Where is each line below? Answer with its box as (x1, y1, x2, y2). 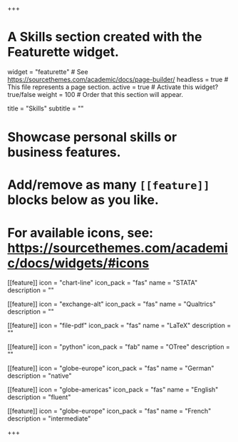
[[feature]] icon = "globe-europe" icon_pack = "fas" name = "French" (7, 407, 212, 416)
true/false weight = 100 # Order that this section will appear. (7, 90, 184, 98)
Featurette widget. (7, 44, 120, 61)
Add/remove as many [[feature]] (7, 177, 210, 193)
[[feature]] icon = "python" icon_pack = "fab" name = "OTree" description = (7, 343, 230, 351)
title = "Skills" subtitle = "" (7, 104, 84, 113)
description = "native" (7, 371, 72, 380)
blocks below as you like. (7, 192, 159, 208)
